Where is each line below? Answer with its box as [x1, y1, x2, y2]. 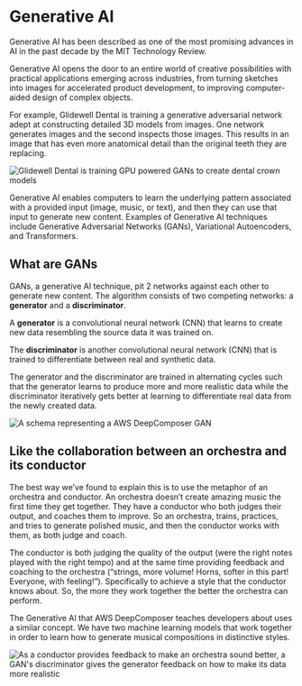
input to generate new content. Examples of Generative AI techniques [9, 211, 268, 222]
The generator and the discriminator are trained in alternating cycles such [9, 371, 283, 382]
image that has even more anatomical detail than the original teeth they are [9, 138, 288, 149]
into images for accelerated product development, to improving [9, 82, 244, 93]
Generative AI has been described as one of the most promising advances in [9, 36, 294, 47]
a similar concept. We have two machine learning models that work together [9, 622, 293, 633]
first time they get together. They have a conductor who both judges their [9, 500, 282, 511]
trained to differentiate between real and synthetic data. [9, 353, 216, 364]
